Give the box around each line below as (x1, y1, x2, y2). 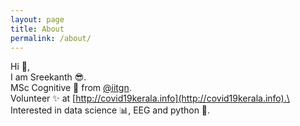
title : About (10, 24, 65, 34)
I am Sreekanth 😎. (10, 71, 87, 83)
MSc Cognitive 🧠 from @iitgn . (10, 82, 132, 94)
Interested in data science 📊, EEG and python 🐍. (10, 104, 211, 116)
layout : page (10, 14, 65, 25)
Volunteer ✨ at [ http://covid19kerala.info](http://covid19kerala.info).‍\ (10, 92, 290, 105)
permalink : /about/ (10, 33, 92, 43)
